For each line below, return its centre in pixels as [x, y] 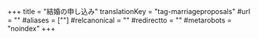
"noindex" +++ [31, 28]
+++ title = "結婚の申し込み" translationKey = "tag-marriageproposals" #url [129, 11]
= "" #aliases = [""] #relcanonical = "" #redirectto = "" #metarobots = [120, 20]
